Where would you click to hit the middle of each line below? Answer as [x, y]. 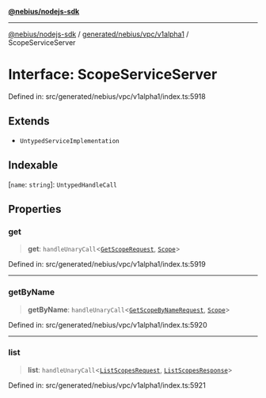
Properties [35, 209]
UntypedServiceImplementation [70, 141]
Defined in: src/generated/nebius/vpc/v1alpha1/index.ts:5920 [108, 324]
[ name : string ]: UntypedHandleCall [63, 184]
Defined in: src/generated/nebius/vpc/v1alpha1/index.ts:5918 [107, 96]
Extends [29, 121]
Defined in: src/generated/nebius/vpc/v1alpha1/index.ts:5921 [107, 385]
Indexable [33, 165]
